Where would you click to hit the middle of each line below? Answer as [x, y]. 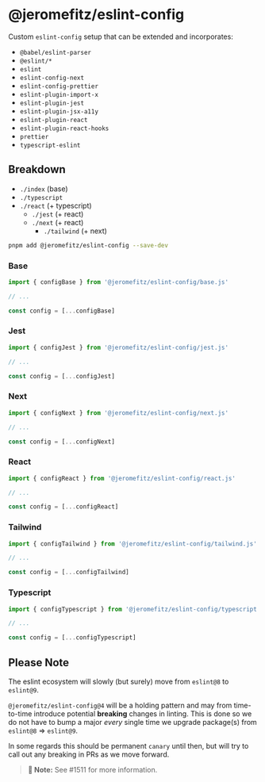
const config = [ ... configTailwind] [69, 573]
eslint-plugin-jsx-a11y [59, 111]
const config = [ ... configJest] [61, 376]
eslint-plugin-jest [52, 103]
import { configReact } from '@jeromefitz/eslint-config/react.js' [122, 478]
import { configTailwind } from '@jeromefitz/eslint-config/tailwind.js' [133, 544]
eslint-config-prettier [59, 86]
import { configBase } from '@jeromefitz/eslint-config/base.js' [118, 282]
